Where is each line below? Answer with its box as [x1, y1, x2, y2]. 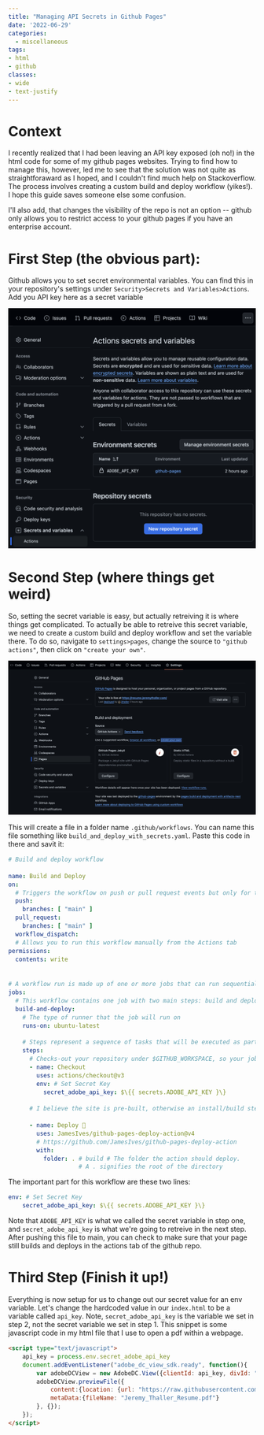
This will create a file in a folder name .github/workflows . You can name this [8, 823, 255, 832]
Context [8, 122, 62, 140]
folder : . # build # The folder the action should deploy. [42, 1155, 241, 1162]
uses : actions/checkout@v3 [36, 1071, 125, 1079]
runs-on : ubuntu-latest [22, 1022, 101, 1029]
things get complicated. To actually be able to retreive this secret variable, [8, 619, 248, 629]
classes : [8, 71, 37, 79]
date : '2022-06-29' [8, 20, 72, 29]
